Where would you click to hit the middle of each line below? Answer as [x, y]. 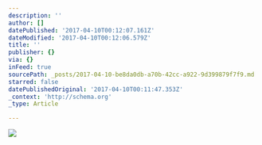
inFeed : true [30, 67]
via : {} [21, 60]
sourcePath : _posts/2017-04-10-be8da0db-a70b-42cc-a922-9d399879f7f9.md [131, 74]
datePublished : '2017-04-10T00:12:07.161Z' [82, 30]
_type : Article [33, 104]
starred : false [33, 82]
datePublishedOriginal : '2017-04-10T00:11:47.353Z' [96, 89]
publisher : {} [32, 52]
